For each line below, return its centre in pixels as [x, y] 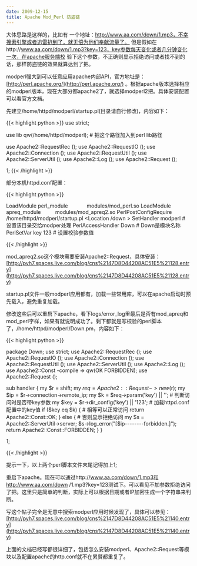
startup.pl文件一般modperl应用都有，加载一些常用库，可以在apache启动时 [96, 294]
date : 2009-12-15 [27, 11]
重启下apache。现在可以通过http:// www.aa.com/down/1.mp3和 [82, 477]
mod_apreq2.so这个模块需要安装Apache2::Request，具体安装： [83, 256]
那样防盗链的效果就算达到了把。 [55, 64]
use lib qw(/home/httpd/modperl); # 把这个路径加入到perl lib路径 [84, 135]
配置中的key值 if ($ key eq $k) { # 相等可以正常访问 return [75, 410]
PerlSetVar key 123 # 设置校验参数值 [50, 232]
